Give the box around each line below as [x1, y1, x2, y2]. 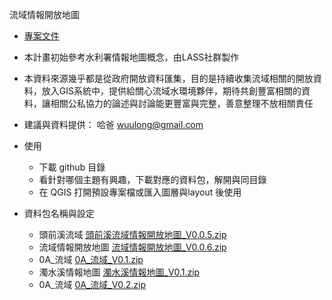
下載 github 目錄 [38, 161, 106, 173]
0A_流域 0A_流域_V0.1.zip [38, 254, 144, 265]
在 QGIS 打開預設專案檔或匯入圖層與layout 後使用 [38, 186, 242, 198]
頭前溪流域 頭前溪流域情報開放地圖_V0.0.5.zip [38, 229, 227, 240]
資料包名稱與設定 [23, 208, 95, 219]
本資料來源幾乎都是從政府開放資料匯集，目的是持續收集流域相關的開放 [23, 73, 314, 84]
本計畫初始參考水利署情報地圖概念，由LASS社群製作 [23, 51, 240, 63]
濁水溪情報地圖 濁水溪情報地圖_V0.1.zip [38, 266, 201, 278]
